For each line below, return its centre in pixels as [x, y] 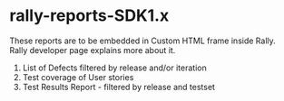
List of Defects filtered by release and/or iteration [114, 68]
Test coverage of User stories [78, 77]
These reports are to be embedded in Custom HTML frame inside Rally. [143, 41]
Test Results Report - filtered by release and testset [119, 87]
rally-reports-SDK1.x [89, 16]
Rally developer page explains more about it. [93, 50]
